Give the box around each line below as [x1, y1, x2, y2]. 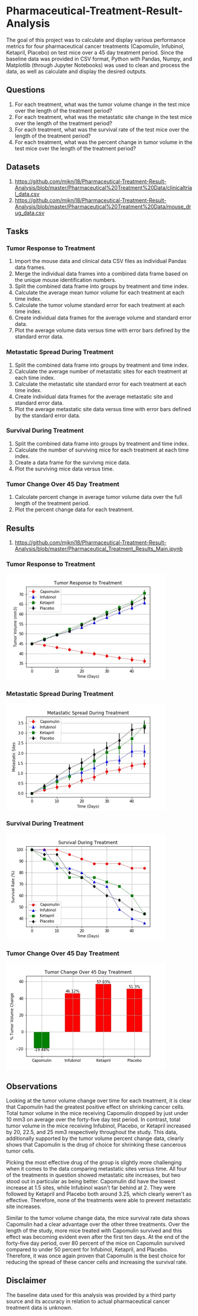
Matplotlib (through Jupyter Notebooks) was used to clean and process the [6, 61, 190, 69]
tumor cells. [6, 1147, 35, 1154]
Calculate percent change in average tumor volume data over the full [14, 494, 182, 501]
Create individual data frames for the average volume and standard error [14, 314, 192, 321]
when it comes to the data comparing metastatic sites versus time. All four [6, 1165, 187, 1172]
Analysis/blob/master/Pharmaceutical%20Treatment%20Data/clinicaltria [14, 184, 192, 191]
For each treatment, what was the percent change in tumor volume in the [14, 138, 193, 146]
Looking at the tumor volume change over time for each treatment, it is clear [6, 1097, 191, 1104]
